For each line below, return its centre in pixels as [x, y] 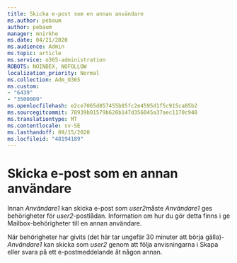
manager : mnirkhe [33, 34]
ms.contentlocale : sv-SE [44, 125]
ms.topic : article [34, 54]
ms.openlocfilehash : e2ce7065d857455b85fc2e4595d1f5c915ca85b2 [103, 106]
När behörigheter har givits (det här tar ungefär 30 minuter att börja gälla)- [116, 237]
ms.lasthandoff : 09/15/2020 [49, 132]
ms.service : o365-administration [57, 60]
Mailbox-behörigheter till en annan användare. [75, 223]
